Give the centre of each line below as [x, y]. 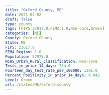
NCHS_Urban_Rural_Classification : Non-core [51, 61]
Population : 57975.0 [27, 57]
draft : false [19, 19]
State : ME [16, 43]
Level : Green [19, 80]
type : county [19, 24]
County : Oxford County [29, 38]
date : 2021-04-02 [23, 15]
